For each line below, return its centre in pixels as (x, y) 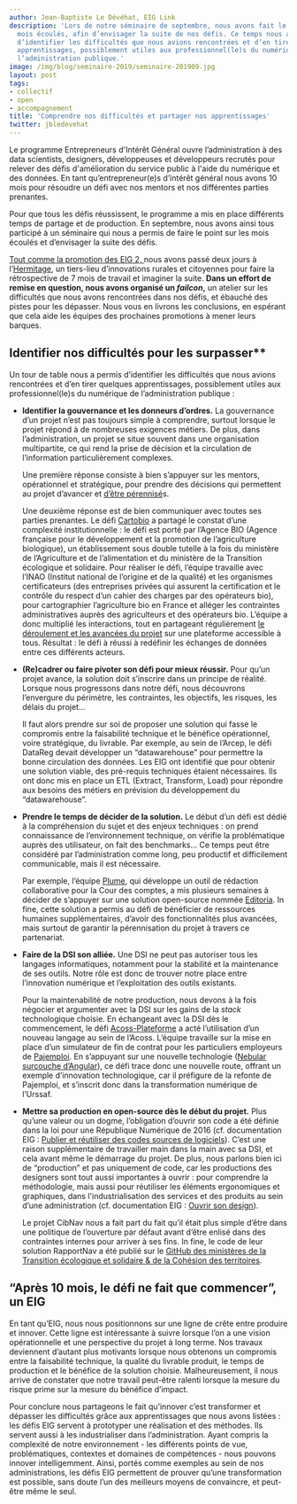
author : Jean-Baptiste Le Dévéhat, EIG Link (92, 17)
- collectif (31, 91)
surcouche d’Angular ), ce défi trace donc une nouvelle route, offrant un (151, 1065)
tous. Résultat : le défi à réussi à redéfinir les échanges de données (145, 643)
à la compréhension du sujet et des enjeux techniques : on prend (140, 826)
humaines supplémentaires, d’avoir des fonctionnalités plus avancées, (149, 918)
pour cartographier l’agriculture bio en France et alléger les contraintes (151, 604)
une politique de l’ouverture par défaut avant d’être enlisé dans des (144, 1232)
